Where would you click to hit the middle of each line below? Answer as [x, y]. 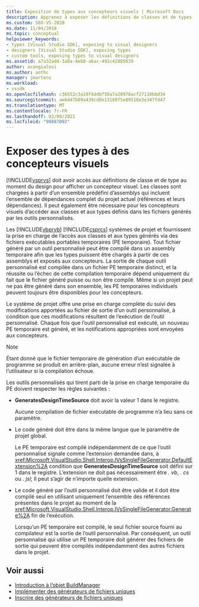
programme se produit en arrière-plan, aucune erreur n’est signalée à [91, 365]
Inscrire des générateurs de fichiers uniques [69, 598]
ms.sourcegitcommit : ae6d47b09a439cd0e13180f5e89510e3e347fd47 [86, 100]
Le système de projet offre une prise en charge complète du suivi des [91, 304]
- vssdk [16, 89]
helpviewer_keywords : [33, 39]
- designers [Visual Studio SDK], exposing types [69, 50]
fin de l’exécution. [53, 516]
